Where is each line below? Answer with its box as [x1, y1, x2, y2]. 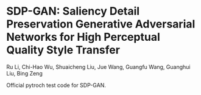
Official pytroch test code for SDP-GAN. [6, 81, 107, 89]
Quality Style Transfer [6, 43, 121, 57]
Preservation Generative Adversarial [6, 17, 196, 31]
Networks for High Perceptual [6, 30, 160, 44]
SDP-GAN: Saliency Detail [6, 4, 140, 18]
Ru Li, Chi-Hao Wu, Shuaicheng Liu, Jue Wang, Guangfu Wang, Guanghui [6, 63, 191, 71]
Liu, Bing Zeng [6, 69, 43, 77]
